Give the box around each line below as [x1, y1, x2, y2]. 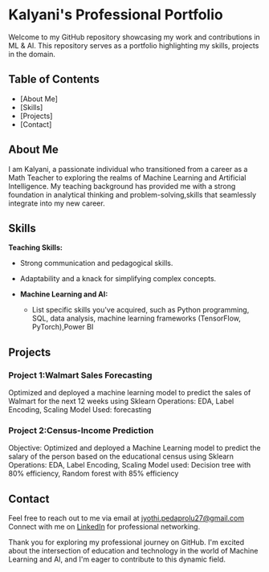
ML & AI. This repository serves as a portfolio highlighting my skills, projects [8, 40, 259, 50]
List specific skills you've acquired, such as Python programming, [31, 305, 250, 315]
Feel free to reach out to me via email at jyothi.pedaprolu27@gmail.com [8, 513, 245, 523]
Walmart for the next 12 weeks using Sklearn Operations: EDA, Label [8, 396, 234, 407]
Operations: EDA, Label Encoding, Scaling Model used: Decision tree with [8, 460, 251, 470]
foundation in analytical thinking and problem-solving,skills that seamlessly [8, 190, 257, 199]
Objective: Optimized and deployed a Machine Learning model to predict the [8, 443, 261, 453]
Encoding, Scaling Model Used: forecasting [8, 405, 152, 415]
